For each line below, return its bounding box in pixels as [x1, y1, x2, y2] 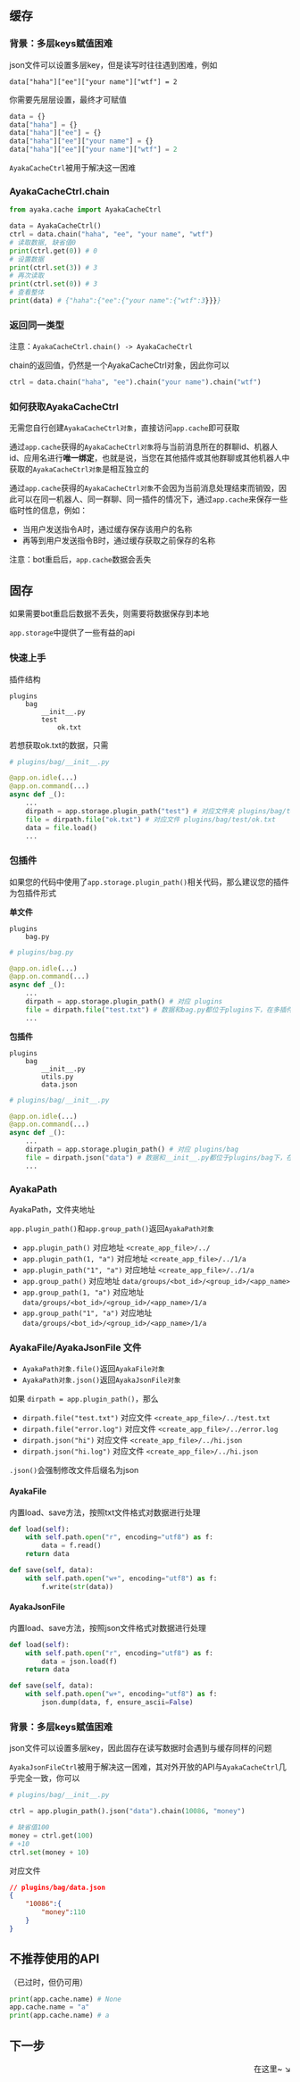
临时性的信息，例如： [9, 505, 87, 516]
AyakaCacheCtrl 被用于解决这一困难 [9, 162, 137, 173]
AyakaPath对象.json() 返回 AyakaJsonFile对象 [21, 1374, 181, 1386]
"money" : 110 [41, 1908, 87, 1917]
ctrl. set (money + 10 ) [9, 1847, 90, 1857]
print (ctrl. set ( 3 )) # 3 [9, 262, 98, 272]
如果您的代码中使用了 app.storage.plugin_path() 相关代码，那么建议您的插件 [9, 876, 289, 887]
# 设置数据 [9, 254, 45, 263]
